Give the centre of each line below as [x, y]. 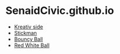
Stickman [25, 33]
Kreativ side [29, 27]
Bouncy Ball [29, 39]
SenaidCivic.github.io [60, 11]
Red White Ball [32, 45]
